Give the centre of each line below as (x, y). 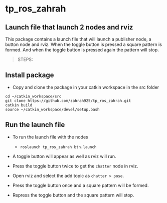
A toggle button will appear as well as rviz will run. (64, 156)
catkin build (19, 105)
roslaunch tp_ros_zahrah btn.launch (58, 147)
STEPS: (25, 59)
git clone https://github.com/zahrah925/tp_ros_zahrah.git (68, 100)
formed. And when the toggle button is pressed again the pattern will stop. (82, 50)
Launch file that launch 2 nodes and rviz (69, 27)
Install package (30, 75)
